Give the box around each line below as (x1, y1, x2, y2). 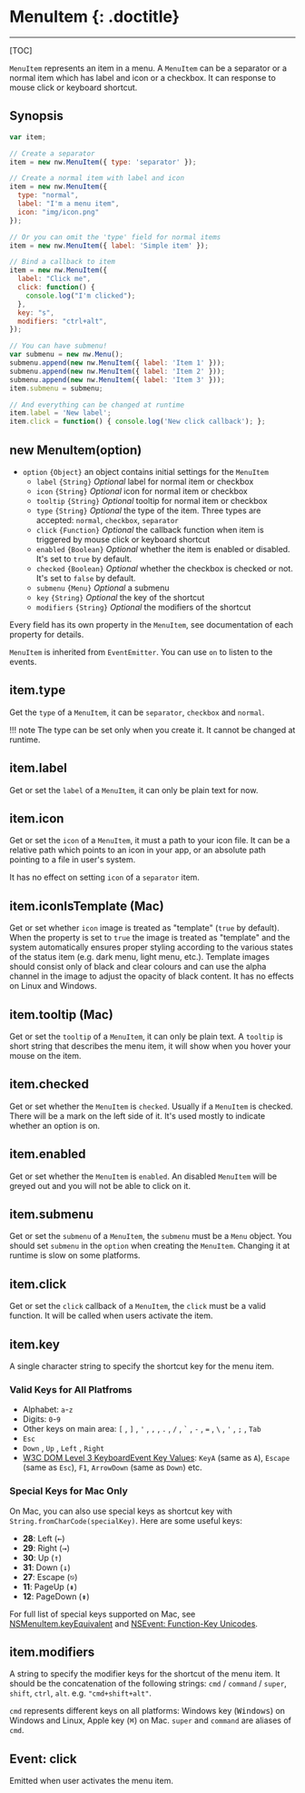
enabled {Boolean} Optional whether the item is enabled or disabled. (35, 543, 290, 554)
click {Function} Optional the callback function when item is (35, 524, 265, 535)
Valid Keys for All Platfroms (9, 1383, 133, 1395)
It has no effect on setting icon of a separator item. (9, 871, 200, 883)
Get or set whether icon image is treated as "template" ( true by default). (9, 922, 280, 933)
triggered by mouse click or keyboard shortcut (35, 534, 211, 545)
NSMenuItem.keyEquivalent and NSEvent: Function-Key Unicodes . (9, 1617, 259, 1629)
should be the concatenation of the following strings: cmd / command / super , (9, 1678, 288, 1689)
